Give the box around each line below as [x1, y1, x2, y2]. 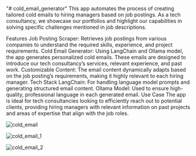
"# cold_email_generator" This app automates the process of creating [6, 5, 174, 12]
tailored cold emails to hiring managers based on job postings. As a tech [6, 11, 181, 18]
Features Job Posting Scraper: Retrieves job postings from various [6, 35, 167, 42]
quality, [6, 91, 24, 98]
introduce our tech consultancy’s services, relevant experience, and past [6, 60, 183, 67]
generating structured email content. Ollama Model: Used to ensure [6, 85, 169, 91]
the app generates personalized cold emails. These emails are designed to [6, 54, 187, 60]
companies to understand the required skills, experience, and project [6, 41, 173, 48]
